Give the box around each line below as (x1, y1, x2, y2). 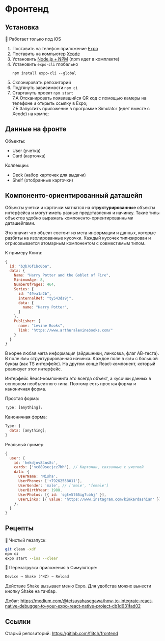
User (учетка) (12, 148, 41, 153)
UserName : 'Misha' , (18, 474, 58, 479)
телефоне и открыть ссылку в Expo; (12, 100, 87, 106)
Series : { (14, 286, 34, 291)
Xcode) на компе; (12, 111, 49, 117)
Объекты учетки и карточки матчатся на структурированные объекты (5, 204, 156, 210)
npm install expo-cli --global (12, 71, 77, 76)
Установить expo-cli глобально (12, 61, 79, 67)
